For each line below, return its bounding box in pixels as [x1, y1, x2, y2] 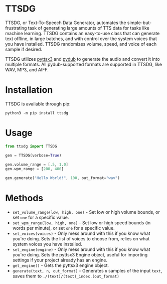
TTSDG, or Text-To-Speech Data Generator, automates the [5, 20, 126, 26]
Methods [5, 193, 44, 204]
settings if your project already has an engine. [12, 257, 108, 263]
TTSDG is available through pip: [5, 101, 71, 107]
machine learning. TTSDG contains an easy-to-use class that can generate [5, 30, 160, 36]
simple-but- [127, 20, 152, 26]
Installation [5, 84, 53, 96]
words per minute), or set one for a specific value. [12, 225, 115, 231]
